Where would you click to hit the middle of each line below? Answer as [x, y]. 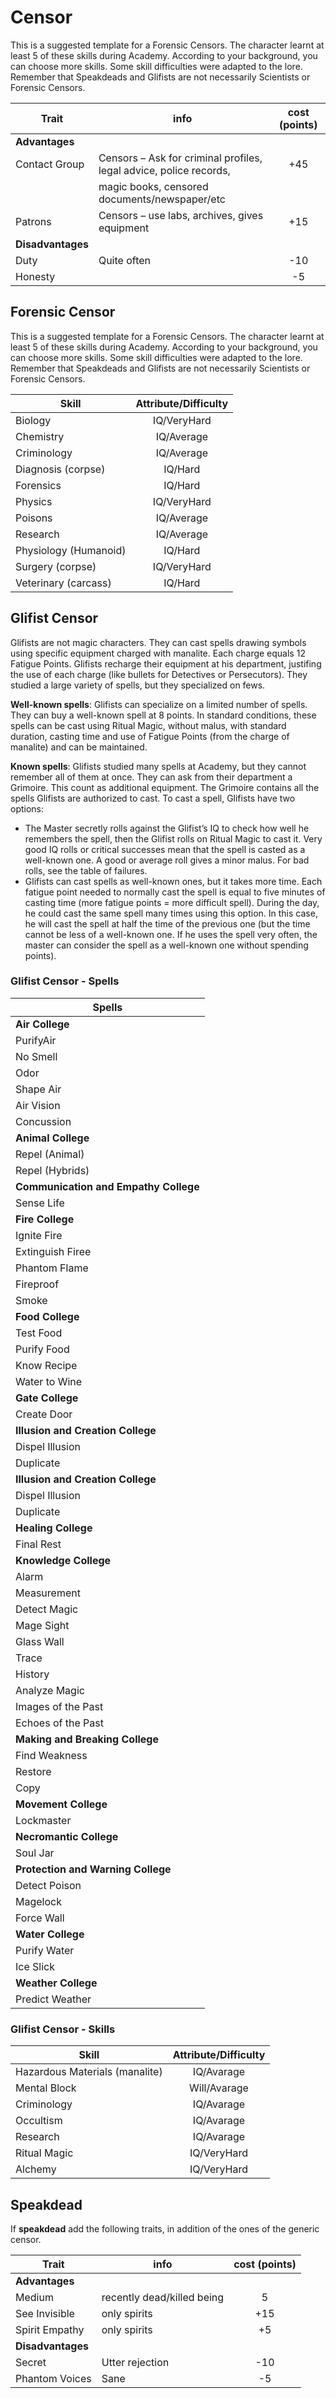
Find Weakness [51, 1755]
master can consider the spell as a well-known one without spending [166, 945]
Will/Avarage [219, 2088]
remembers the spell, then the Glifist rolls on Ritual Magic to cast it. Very [173, 838]
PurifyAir [36, 1040]
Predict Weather [53, 1999]
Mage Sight [42, 1625]
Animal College [52, 1138]
